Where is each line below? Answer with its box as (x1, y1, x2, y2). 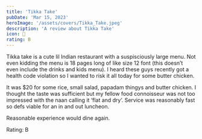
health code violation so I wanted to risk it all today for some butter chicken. (6, 72, 195, 79)
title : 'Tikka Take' (6, 8, 58, 15)
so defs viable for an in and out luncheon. (6, 103, 110, 110)
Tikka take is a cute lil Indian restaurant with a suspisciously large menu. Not (6, 53, 196, 60)
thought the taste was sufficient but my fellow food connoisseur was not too (6, 90, 195, 97)
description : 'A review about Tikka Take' (6, 25, 115, 32)
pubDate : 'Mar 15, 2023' (6, 14, 69, 20)
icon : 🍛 (6, 31, 26, 37)
